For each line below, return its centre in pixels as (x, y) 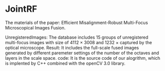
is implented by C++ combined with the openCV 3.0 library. (65, 63)
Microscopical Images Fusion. (35, 27)
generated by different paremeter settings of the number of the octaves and (82, 53)
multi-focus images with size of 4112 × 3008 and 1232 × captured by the (79, 42)
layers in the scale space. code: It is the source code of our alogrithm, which (83, 58)
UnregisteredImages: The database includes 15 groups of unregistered (77, 37)
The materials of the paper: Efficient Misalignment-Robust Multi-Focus (77, 23)
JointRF (21, 9)
